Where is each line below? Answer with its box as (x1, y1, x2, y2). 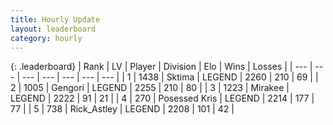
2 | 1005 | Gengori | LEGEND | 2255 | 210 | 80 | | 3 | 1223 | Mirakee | (10, 82, 290, 94)
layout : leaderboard (10, 24, 97, 34)
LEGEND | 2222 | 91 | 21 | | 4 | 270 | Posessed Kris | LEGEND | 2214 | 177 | (10, 92, 315, 105)
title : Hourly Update (10, 14, 101, 25)
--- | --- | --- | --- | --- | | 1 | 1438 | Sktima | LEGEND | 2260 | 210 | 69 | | (21, 71, 319, 83)
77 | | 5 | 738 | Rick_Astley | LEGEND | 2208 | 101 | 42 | (10, 103, 235, 115)
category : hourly (10, 33, 83, 43)
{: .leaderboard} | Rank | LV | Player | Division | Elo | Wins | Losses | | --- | (10, 61, 313, 73)
